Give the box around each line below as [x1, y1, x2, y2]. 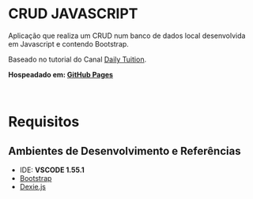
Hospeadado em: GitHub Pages [8, 69, 113, 79]
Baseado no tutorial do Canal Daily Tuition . [8, 54, 147, 64]
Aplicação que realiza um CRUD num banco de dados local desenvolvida [8, 31, 246, 40]
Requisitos [8, 113, 80, 131]
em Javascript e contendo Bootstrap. [8, 39, 129, 48]
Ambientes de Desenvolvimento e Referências [8, 144, 241, 158]
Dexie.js [19, 182, 46, 191]
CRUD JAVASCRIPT [8, 5, 138, 23]
